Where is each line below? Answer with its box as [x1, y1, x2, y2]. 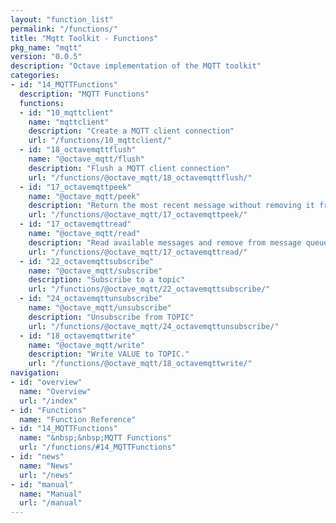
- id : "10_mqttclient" [19, 107, 114, 118]
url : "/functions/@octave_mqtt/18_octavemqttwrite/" [28, 359, 253, 369]
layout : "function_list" [10, 14, 114, 25]
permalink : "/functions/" [10, 24, 118, 34]
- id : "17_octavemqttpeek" [19, 182, 132, 192]
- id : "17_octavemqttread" [19, 219, 132, 230]
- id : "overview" [10, 377, 83, 387]
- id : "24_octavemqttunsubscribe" [19, 294, 163, 304]
